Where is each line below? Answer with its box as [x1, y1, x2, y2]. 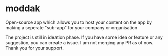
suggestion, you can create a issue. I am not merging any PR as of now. [5, 39, 154, 45]
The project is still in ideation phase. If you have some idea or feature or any [5, 34, 163, 40]
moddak [5, 3, 40, 14]
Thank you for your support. [5, 45, 64, 51]
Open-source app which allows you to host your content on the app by [5, 19, 152, 25]
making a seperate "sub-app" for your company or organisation [5, 24, 138, 30]
